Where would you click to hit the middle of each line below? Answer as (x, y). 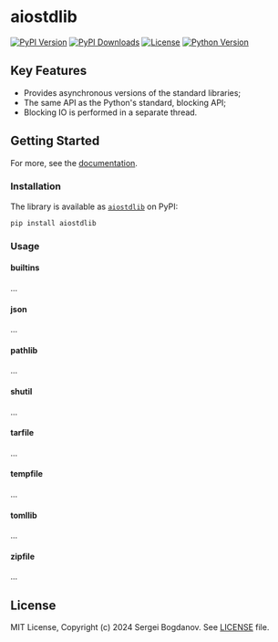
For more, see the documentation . (74, 163)
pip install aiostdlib (53, 223)
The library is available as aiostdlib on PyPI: (94, 206)
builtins (25, 268)
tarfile (22, 433)
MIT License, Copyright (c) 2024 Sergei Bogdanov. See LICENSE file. (140, 627)
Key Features (49, 71)
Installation (36, 186)
